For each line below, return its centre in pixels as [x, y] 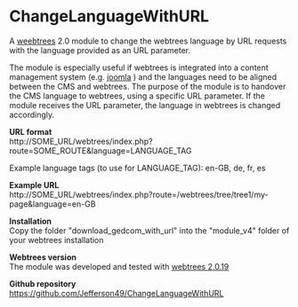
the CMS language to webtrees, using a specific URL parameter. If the [137, 96]
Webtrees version [43, 257]
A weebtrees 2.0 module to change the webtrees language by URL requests [148, 41]
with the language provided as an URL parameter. [100, 50]
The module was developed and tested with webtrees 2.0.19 [119, 266]
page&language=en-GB [52, 204]
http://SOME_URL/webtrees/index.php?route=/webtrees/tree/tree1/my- [139, 194]
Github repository [43, 283]
